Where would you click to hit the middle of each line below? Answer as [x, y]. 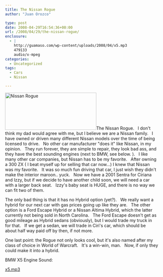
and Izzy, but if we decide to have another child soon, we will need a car [77, 180]
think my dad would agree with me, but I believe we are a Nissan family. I [79, 133]
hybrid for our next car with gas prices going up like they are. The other [78, 204]
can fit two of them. [25, 190]
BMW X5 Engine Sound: [29, 260]
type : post [16, 23]
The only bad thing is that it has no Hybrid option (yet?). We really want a [79, 200]
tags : [10, 68]
